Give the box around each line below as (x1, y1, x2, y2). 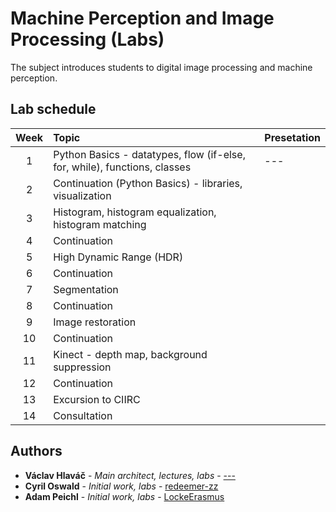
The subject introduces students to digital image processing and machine (10, 61, 313, 73)
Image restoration (53, 315, 137, 329)
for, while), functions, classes (53, 160, 192, 174)
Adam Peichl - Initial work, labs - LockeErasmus (24, 490, 225, 502)
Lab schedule (10, 101, 97, 118)
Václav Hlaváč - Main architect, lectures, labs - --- (24, 469, 236, 481)
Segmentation (53, 282, 119, 296)
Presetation (264, 130, 321, 144)
